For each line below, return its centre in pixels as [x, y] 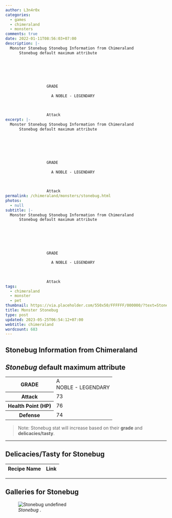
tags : [11, 286]
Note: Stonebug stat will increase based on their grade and [80, 428]
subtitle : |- [19, 210]
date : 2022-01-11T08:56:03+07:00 [41, 39]
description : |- [23, 44]
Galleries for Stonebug [42, 492]
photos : [14, 200]
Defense [29, 415]
